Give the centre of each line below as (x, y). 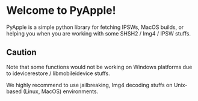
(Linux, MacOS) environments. (61, 91)
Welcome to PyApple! (61, 11)
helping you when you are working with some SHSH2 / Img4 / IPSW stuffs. (99, 33)
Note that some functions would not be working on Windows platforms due (99, 67)
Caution (22, 53)
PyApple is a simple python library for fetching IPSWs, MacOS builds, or (95, 27)
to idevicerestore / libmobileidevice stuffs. (58, 73)
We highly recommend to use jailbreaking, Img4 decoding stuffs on (89, 85)
